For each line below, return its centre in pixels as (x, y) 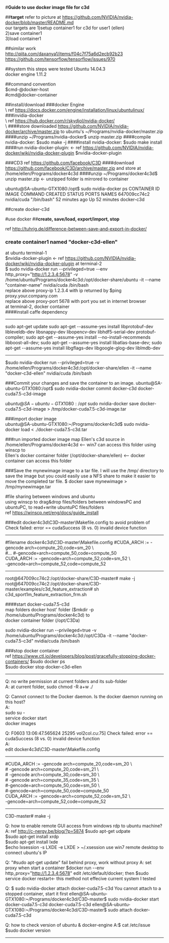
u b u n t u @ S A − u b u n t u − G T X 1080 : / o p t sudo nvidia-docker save (72, 403)
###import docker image (31, 419)
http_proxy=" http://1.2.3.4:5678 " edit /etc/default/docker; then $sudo (77, 873)
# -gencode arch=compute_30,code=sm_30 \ (52, 775)
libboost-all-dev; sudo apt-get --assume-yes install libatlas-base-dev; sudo (84, 343)
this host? (15, 702)
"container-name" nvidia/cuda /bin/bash (47, 285)
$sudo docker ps (48, 661)
